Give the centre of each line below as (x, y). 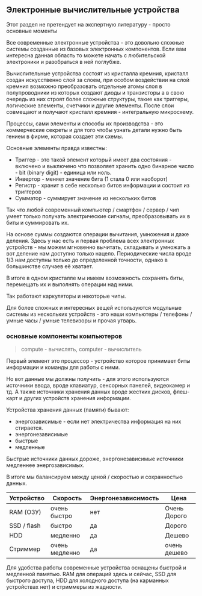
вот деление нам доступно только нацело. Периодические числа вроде (99, 253)
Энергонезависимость (124, 498)
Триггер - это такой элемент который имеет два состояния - (93, 160)
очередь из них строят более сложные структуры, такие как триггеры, (98, 99)
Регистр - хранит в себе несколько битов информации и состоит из (102, 185)
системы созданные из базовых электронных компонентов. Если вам (96, 49)
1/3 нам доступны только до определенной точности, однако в (87, 260)
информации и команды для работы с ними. (63, 368)
